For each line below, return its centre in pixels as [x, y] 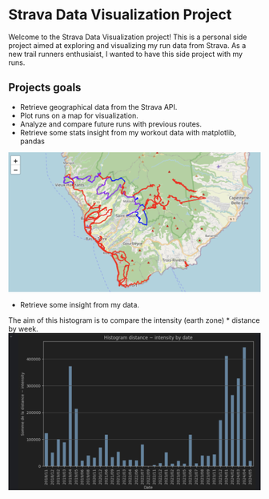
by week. [23, 328]
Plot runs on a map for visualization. [79, 115]
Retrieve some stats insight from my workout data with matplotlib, [128, 132]
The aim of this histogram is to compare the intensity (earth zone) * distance [134, 320]
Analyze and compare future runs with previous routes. [111, 124]
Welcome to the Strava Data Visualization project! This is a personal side [128, 37]
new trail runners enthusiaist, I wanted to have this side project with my [125, 54]
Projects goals [45, 88]
